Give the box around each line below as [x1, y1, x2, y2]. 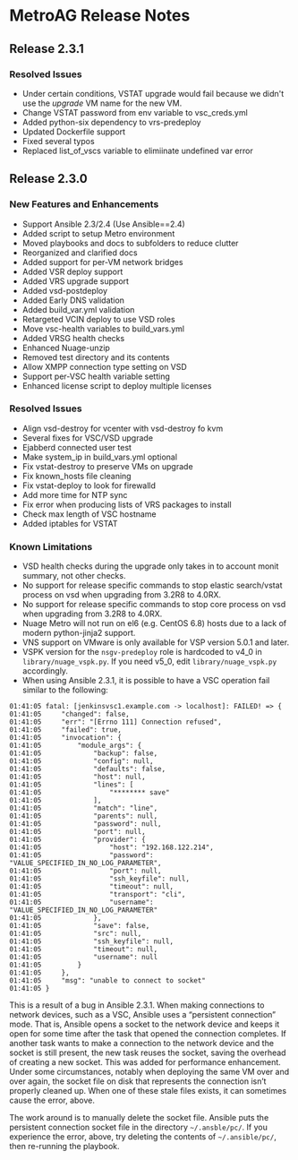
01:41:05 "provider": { [9, 835, 146, 845]
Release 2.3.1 [9, 41, 84, 56]
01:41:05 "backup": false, [9, 749, 158, 758]
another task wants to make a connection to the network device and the [9, 1038, 275, 1049]
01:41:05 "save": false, [9, 922, 150, 931]
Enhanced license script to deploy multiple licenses [21, 380, 212, 391]
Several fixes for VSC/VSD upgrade [21, 432, 154, 443]
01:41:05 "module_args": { [9, 741, 142, 751]
